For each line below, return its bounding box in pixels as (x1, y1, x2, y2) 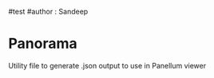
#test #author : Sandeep (8, 7, 89, 16)
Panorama (8, 35, 77, 53)
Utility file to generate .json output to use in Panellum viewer (8, 60, 207, 70)
